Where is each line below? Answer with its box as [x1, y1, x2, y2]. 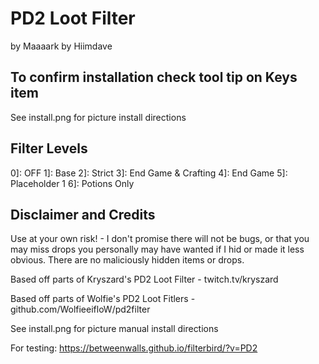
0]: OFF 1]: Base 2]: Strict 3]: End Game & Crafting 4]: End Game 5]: [10, 167, 288, 179]
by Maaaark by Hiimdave [10, 40, 113, 52]
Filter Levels [10, 140, 88, 157]
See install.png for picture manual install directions [10, 323, 219, 335]
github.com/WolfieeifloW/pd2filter [10, 303, 151, 316]
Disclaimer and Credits [10, 206, 156, 223]
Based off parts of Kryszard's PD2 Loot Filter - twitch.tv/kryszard [10, 273, 279, 286]
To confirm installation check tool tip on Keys [10, 69, 298, 86]
